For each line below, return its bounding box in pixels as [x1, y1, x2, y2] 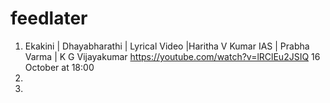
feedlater [10, 7, 88, 30]
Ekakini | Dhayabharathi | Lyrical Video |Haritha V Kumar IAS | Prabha [24, 40, 310, 52]
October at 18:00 [24, 61, 95, 73]
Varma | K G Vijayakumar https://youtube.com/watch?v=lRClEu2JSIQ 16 [24, 50, 321, 62]
